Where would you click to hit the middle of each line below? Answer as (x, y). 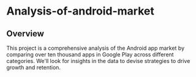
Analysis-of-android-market (80, 11)
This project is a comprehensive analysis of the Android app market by (96, 48)
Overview (25, 34)
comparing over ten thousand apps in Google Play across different (90, 55)
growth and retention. (34, 67)
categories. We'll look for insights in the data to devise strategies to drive (98, 61)
